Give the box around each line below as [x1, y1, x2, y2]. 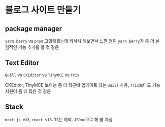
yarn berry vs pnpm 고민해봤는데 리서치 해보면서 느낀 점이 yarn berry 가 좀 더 [5, 38, 155, 44]
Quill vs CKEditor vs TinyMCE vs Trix [5, 72, 80, 78]
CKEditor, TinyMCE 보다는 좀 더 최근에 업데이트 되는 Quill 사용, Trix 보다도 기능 [5, 82, 161, 88]
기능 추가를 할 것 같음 [18, 44, 59, 50]
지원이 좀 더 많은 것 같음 [5, 88, 51, 94]
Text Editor [5, 59, 39, 67]
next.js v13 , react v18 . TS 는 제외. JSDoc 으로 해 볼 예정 [5, 116, 113, 122]
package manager [5, 24, 63, 32]
